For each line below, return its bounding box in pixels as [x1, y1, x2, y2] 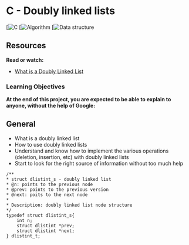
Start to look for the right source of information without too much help [14, 160, 184, 167]
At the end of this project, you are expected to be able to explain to [6, 96, 171, 103]
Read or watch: [6, 56, 44, 63]
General [6, 119, 36, 129]
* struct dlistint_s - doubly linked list [6, 176, 112, 182]
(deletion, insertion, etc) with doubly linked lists [14, 153, 129, 160]
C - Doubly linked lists [6, 4, 116, 18]
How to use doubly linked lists [14, 141, 87, 148]
